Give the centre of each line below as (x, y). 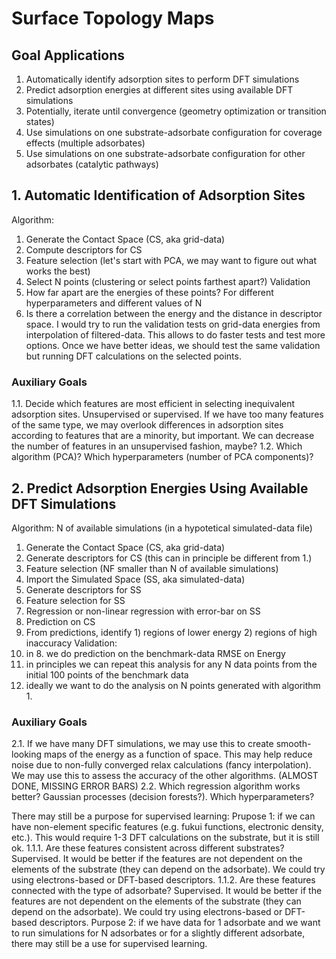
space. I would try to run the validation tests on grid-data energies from (173, 324)
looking (27, 754)
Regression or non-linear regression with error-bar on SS (143, 611)
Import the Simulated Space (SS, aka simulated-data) (135, 579)
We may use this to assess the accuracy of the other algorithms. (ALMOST (165, 776)
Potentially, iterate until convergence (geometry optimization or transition (176, 111)
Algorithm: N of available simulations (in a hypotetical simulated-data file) (162, 528)
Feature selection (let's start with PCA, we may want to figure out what (171, 260)
